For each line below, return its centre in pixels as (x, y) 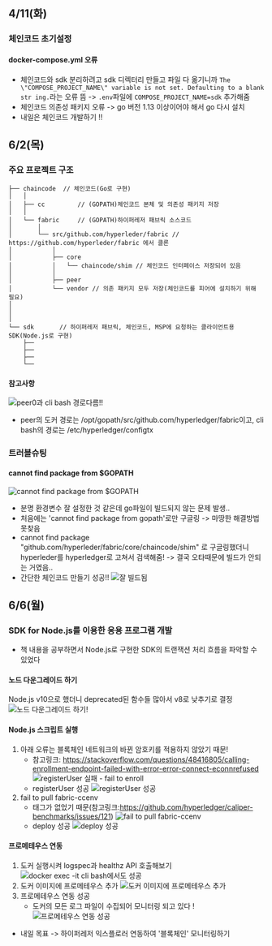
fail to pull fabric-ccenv (59, 798)
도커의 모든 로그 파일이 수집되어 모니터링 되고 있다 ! (113, 905)
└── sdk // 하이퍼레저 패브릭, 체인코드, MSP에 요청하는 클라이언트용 (121, 327)
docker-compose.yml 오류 (53, 59)
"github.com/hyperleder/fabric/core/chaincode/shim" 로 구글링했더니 (134, 547)
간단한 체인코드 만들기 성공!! (65, 577)
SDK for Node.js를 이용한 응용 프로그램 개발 (91, 630)
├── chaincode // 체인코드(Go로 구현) (70, 189)
